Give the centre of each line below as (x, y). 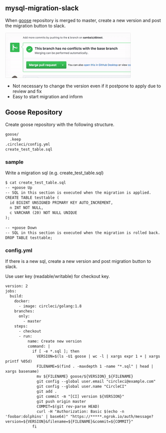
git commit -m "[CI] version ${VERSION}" (80, 397)
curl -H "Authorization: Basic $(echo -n (80, 412)
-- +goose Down (21, 228)
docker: (22, 301)
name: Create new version (54, 341)
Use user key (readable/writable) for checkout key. (58, 276)
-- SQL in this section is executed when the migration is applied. (78, 193)
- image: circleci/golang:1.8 (50, 306)
